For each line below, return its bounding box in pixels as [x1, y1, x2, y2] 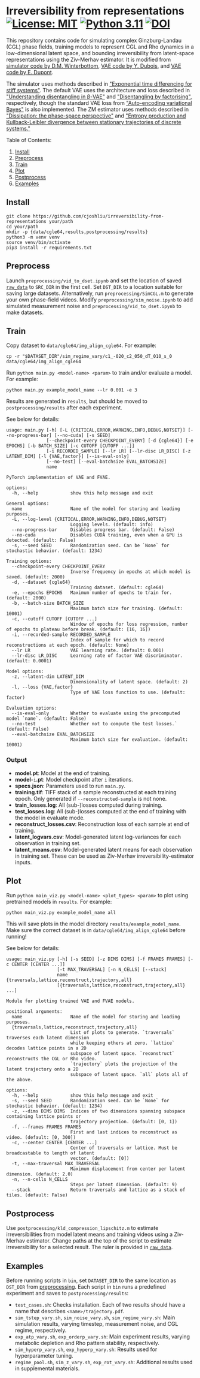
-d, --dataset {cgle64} [11, 580, 70, 586]
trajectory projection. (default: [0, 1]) [70, 1119, 178, 1125]
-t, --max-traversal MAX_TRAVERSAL [11, 1161, 100, 1167]
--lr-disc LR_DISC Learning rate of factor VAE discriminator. [11, 653, 183, 659]
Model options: [6, 668, 44, 675]
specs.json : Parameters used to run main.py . [14, 782, 126, 789]
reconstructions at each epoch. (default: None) [6, 643, 130, 649]
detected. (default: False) [6, 538, 76, 544]
